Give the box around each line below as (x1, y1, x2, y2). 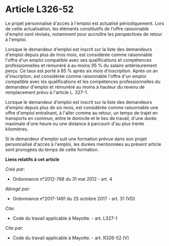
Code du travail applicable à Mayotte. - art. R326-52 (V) (12, 234, 130, 241)
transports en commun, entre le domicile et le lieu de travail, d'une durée (5, 115, 157, 121)
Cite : (5, 205, 15, 211)
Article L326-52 (5, 4, 74, 15)
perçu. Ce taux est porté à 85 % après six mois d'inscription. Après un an (5, 67, 158, 74)
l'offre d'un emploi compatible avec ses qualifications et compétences (5, 57, 152, 63)
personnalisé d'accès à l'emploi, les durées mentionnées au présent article (5, 141, 161, 147)
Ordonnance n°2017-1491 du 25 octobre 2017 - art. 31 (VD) (12, 195, 136, 201)
